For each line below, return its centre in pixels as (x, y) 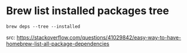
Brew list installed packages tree (88, 11)
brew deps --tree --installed (43, 26)
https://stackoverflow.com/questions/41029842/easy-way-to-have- (99, 37)
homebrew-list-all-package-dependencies (58, 44)
